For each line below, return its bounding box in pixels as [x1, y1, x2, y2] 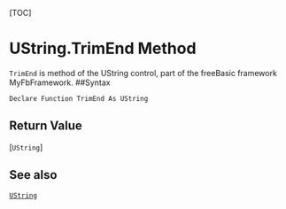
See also [9, 167, 58, 182]
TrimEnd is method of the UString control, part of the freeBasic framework [9, 67, 277, 78]
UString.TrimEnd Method [9, 39, 197, 58]
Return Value [9, 119, 82, 134]
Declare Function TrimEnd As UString [9, 94, 149, 103]
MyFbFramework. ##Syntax [9, 77, 111, 88]
